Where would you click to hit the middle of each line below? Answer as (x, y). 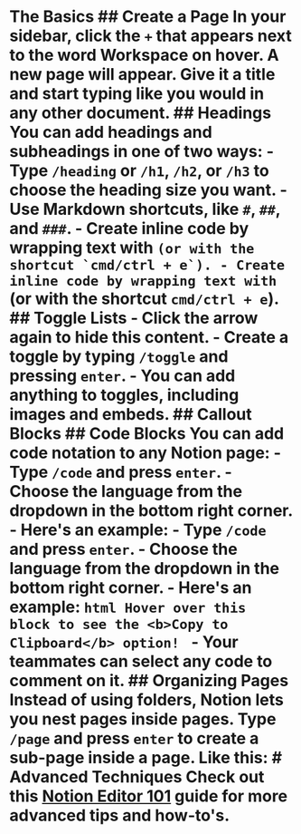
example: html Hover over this (128, 607)
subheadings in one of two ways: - (141, 152)
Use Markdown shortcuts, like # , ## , (145, 209)
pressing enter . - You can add (122, 376)
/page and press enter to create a (134, 738)
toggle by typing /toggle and (119, 357)
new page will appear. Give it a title (142, 75)
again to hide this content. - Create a (149, 338)
